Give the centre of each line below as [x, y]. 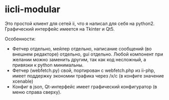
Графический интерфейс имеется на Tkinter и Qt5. [60, 29]
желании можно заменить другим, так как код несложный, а [79, 59]
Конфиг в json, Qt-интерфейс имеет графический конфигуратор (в [84, 86]
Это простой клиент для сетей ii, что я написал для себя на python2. [80, 23]
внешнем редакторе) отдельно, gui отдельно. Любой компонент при [88, 54]
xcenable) [23, 81]
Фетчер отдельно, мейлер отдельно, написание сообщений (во [82, 48]
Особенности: [20, 39]
